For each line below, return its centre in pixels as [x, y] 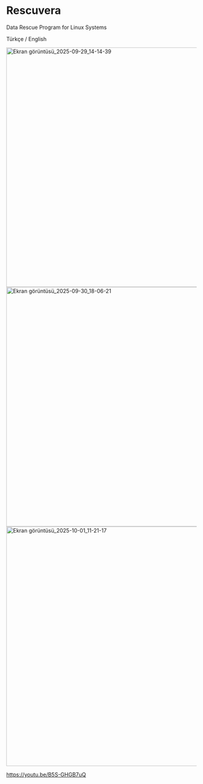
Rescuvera [34, 11]
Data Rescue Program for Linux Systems [56, 27]
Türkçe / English [27, 39]
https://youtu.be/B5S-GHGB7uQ [46, 774]
